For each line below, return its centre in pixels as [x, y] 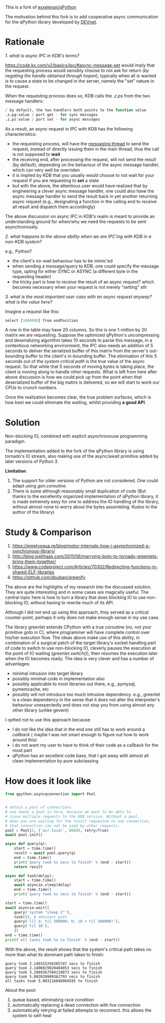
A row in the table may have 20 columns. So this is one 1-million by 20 [76, 330]
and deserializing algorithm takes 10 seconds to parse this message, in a [79, 340]
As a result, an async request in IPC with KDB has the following [69, 129]
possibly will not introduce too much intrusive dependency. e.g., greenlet [86, 695]
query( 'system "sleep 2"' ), [43, 912]
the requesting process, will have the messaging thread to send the [81, 143]
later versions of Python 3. [32, 461]
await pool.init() [24, 835]
